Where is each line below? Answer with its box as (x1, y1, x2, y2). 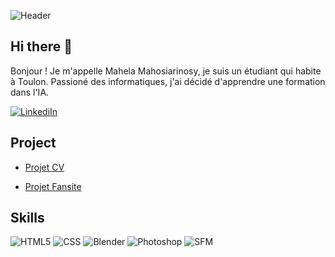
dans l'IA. (10, 86, 50, 98)
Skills (10, 210, 45, 227)
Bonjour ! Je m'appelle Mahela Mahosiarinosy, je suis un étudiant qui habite (10, 65, 322, 77)
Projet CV (24, 161, 65, 173)
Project (10, 135, 57, 152)
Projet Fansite (24, 180, 82, 192)
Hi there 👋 (10, 38, 73, 55)
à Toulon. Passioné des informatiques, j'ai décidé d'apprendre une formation (10, 75, 326, 87)
